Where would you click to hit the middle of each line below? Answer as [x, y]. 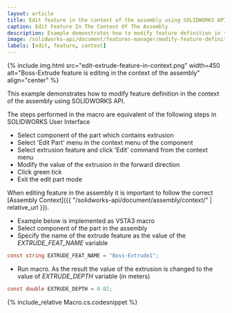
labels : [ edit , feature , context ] [57, 46]
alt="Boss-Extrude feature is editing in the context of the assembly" [104, 73]
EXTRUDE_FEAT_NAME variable [62, 243]
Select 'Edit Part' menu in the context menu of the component [105, 142]
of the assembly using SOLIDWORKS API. [66, 101]
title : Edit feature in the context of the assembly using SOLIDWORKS [111, 20]
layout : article [30, 14]
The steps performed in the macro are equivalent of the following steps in [112, 114]
